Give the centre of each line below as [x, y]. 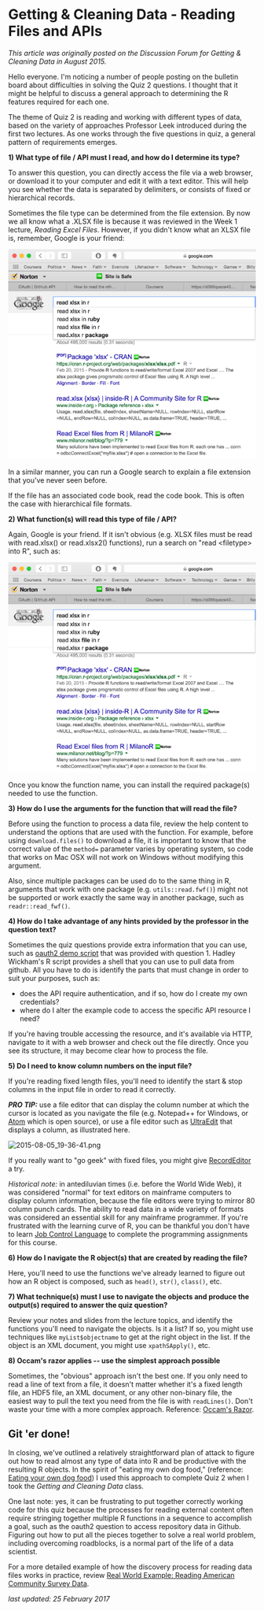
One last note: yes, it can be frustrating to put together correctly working [126, 1502]
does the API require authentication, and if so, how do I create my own [133, 993]
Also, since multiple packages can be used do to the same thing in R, [120, 880]
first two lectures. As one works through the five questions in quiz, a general [132, 133]
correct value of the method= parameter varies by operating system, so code [131, 849]
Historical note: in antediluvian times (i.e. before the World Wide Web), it [125, 1183]
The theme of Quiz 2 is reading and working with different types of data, [125, 117]
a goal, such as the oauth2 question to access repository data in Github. [125, 1527]
